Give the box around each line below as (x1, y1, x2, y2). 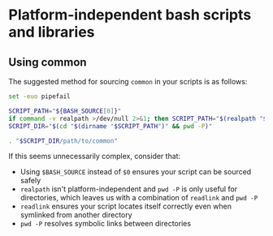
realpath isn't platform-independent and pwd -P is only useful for (19, 184, 238, 194)
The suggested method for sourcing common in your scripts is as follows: (8, 77, 248, 86)
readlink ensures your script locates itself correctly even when (19, 201, 232, 212)
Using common (8, 55, 87, 69)
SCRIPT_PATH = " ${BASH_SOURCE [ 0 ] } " (8, 107, 122, 115)
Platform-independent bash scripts (8, 6, 252, 24)
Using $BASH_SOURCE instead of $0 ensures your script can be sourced (19, 167, 252, 177)
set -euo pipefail (8, 92, 71, 101)
